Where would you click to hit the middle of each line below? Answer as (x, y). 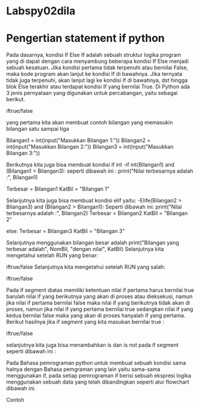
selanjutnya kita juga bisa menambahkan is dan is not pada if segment (93, 345)
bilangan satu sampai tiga (38, 129)
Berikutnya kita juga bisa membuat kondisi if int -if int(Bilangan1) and (90, 165)
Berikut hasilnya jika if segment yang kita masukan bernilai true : (85, 322)
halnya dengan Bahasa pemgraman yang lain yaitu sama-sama (83, 369)
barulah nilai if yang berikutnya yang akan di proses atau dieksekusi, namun (99, 296)
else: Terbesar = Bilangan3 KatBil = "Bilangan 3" (66, 231)
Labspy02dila (41, 11)
